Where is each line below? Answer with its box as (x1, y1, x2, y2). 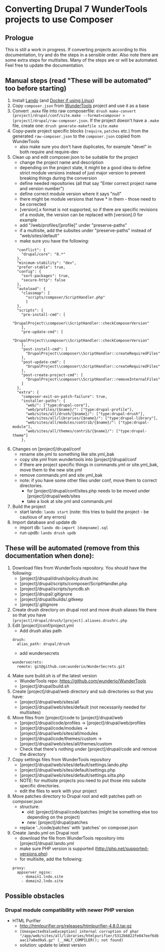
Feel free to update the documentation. (5, 63, 85, 68)
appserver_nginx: (17, 870, 53, 875)
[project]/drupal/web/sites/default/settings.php (19, 767, 116, 773)
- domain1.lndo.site (21, 874, 64, 879)
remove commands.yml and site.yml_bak (19, 472, 103, 478)
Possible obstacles (5, 892, 65, 900)
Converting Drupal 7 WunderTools (5, 3, 148, 15)
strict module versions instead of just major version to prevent (19, 170, 146, 176)
